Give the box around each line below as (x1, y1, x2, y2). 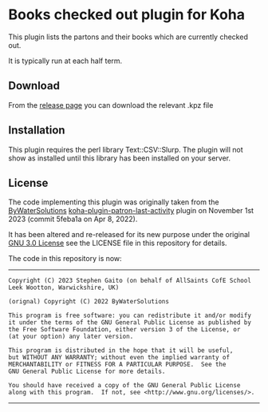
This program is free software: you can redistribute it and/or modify (8, 311, 251, 320)
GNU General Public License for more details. (8, 367, 166, 376)
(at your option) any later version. (8, 333, 134, 341)
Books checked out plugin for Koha (8, 6, 246, 24)
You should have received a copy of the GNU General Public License (8, 382, 241, 390)
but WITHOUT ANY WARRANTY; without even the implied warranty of (8, 354, 230, 362)
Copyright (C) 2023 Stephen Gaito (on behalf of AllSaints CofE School (8, 277, 251, 285)
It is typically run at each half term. (8, 56, 123, 65)
